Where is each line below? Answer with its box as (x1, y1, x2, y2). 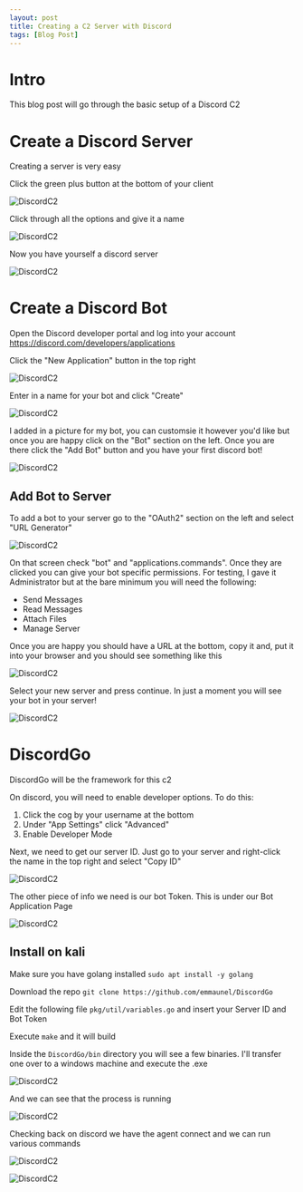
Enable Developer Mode (22, 829, 113, 839)
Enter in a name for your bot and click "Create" (9, 391, 184, 402)
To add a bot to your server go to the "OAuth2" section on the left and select (9, 513, 294, 523)
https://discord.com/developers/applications (9, 337, 175, 349)
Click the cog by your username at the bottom (22, 809, 194, 820)
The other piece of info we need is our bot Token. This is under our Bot (9, 890, 274, 902)
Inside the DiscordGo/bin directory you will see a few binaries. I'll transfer (9, 1048, 282, 1059)
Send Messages (22, 595, 83, 605)
